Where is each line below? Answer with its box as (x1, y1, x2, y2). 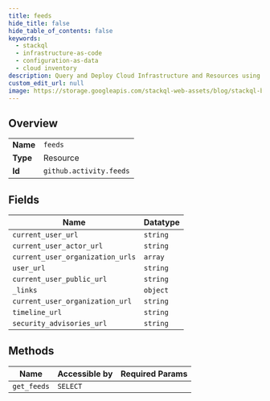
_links (12, 286, 38, 295)
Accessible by (57, 368, 113, 379)
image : (8, 86, 31, 95)
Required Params (120, 368, 188, 379)
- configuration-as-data (15, 57, 99, 65)
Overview (8, 116, 59, 130)
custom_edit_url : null (8, 79, 84, 87)
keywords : (8, 34, 42, 43)
